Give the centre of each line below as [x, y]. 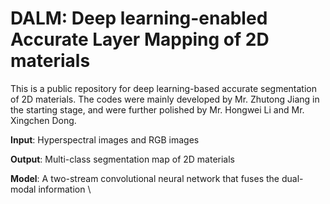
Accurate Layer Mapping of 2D [140, 39]
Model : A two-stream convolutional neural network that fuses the [145, 178]
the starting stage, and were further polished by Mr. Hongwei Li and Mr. [157, 109]
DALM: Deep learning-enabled [139, 18]
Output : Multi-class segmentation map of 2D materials [122, 159]
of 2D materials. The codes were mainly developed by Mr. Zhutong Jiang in [165, 99]
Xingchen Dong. [43, 120]
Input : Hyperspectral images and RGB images [105, 139]
